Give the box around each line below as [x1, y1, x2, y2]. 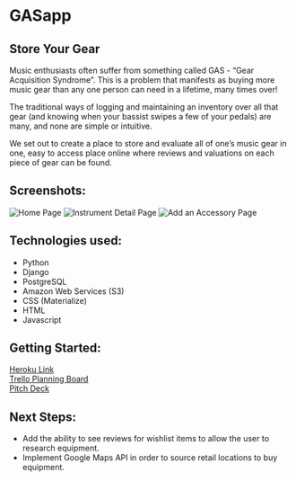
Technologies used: [9, 233, 123, 248]
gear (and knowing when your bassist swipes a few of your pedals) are [9, 111, 272, 121]
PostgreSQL [22, 276, 67, 287]
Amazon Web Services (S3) [22, 285, 125, 297]
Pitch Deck [9, 383, 49, 394]
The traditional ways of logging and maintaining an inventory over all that [9, 102, 279, 112]
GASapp [9, 5, 72, 26]
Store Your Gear [9, 41, 100, 57]
